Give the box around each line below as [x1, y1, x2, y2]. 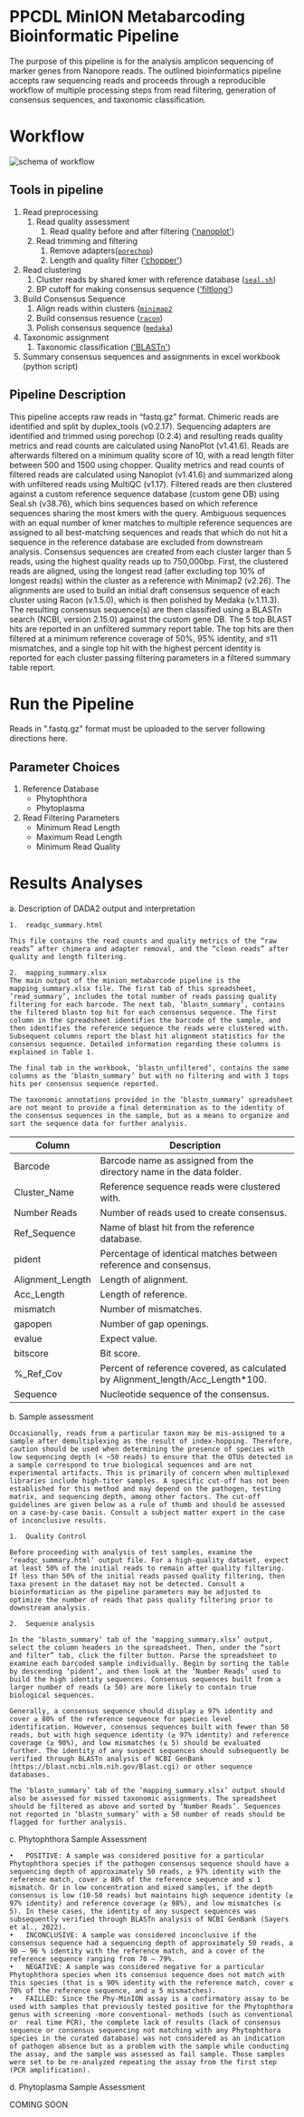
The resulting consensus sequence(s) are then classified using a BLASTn [9, 603, 282, 614]
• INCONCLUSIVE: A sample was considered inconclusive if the [9, 1931, 257, 1940]
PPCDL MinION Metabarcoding [9, 6, 246, 27]
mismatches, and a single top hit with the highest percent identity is [9, 642, 261, 653]
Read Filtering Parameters [22, 812, 120, 823]
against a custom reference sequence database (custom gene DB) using [9, 488, 280, 499]
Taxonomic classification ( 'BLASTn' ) [35, 341, 171, 352]
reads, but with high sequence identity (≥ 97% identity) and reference [9, 1730, 290, 1740]
